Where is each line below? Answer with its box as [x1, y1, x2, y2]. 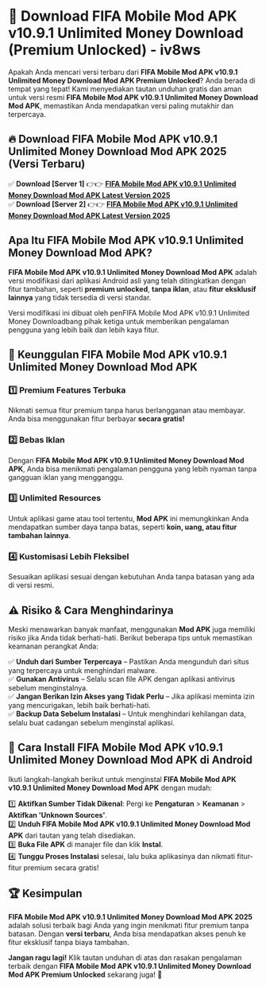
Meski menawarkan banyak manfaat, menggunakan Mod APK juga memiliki [8, 624, 256, 634]
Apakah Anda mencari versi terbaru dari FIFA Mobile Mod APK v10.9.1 [8, 67, 238, 76]
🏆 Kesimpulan [8, 887, 83, 900]
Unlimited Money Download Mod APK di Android [8, 753, 253, 767]
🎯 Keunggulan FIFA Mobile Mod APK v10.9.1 [8, 347, 228, 361]
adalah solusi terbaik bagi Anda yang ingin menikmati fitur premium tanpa [8, 920, 249, 930]
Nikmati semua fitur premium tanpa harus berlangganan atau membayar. [8, 405, 246, 416]
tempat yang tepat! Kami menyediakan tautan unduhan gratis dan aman [8, 83, 242, 94]
